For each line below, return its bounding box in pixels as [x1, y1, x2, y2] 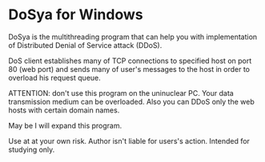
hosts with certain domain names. [8, 105, 120, 115]
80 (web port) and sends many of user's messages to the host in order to [8, 64, 251, 73]
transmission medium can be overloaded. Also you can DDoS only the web [8, 97, 255, 106]
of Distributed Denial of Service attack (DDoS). [8, 40, 163, 49]
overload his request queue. [8, 73, 102, 82]
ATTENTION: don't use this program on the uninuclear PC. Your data [8, 88, 234, 97]
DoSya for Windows [8, 6, 143, 24]
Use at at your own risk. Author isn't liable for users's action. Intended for [8, 136, 251, 145]
